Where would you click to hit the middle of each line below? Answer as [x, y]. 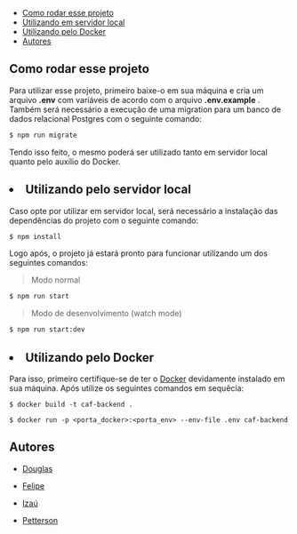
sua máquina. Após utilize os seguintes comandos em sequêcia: [127, 388]
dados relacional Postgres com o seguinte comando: [105, 118]
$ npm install [36, 236]
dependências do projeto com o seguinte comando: [104, 220]
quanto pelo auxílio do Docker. [65, 161]
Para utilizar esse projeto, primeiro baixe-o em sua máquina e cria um [136, 90]
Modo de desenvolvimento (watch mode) [106, 314]
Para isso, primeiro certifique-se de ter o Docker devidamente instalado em [147, 379]
